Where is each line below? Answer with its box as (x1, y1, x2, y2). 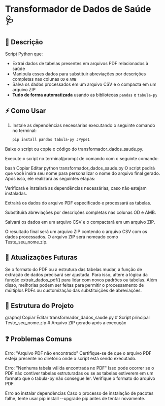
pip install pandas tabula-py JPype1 (12, 137, 90, 142)
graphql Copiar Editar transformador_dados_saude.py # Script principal (5, 314, 150, 321)
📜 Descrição (5, 38, 43, 46)
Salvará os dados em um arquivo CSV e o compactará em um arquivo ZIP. (5, 219, 155, 225)
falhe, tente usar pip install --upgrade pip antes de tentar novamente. (5, 396, 145, 402)
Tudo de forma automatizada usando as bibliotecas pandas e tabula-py (12, 92, 158, 98)
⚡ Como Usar (5, 107, 46, 115)
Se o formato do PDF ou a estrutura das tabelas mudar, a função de (5, 266, 142, 272)
